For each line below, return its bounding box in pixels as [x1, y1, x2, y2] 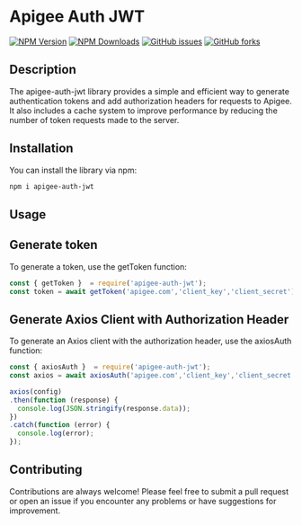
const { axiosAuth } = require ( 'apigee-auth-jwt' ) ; [9, 362, 211, 372]
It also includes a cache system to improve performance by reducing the [9, 105, 279, 116]
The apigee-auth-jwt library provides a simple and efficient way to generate [9, 85, 290, 96]
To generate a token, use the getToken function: [9, 261, 187, 271]
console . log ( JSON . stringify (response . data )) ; [17, 404, 191, 413]
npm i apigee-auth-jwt [9, 182, 94, 191]
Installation [9, 141, 74, 156]
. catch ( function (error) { [9, 421, 111, 430]
